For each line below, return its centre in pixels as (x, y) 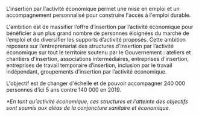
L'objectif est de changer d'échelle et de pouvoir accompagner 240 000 (96, 83)
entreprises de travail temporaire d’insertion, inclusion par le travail (89, 65)
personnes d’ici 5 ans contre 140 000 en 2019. (64, 90)
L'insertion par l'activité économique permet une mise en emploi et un (93, 9)
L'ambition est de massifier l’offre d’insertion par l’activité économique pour (100, 27)
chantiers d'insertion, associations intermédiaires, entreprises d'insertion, (98, 59)
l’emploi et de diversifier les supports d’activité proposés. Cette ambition (96, 40)
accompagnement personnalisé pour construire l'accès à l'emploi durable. (99, 15)
